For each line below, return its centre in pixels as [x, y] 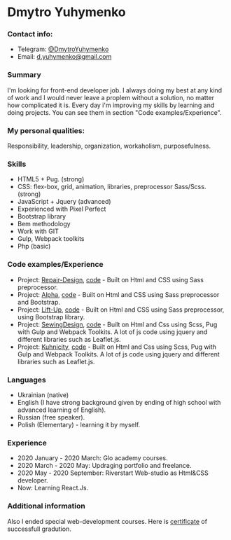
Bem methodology [44, 224]
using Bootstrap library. [51, 317]
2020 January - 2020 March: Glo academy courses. [92, 458]
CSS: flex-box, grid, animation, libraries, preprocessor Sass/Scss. [112, 187]
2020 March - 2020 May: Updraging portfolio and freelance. [104, 466]
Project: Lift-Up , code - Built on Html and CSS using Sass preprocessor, [121, 310]
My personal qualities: [46, 130]
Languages [27, 380]
